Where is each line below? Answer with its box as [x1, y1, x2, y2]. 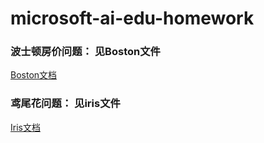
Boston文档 [10, 69, 58, 81]
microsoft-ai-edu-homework [10, 7, 255, 30]
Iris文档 [10, 121, 41, 133]
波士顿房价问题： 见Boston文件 [10, 45, 161, 59]
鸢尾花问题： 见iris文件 [10, 97, 121, 111]
